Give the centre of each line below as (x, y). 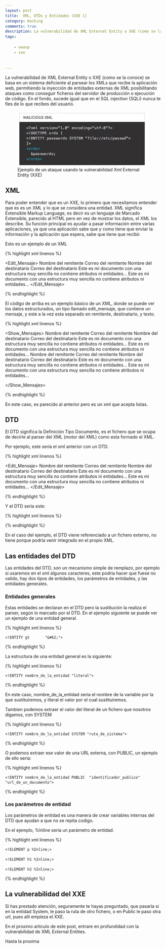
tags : (11, 37)
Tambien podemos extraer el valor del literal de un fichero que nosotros (78, 709)
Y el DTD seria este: (25, 506)
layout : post (19, 10)
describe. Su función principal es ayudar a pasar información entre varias (80, 223)
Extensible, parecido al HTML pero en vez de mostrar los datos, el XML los (81, 218)
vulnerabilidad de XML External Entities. (46, 932)
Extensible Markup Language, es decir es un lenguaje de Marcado (73, 213)
